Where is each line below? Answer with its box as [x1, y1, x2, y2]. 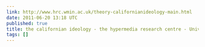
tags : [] [6, 32, 29, 38]
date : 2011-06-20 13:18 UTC [6, 15, 78, 21]
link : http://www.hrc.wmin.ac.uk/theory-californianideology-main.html [6, 9, 192, 15]
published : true [6, 20, 48, 26]
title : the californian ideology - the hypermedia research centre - [6, 26, 187, 32]
